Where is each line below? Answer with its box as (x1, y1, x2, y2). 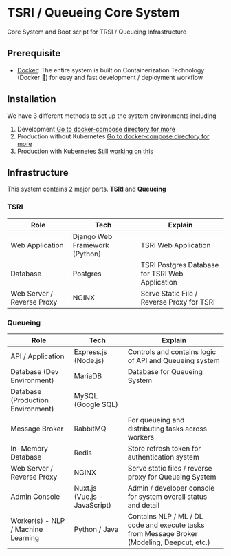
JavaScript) (74, 500, 112, 510)
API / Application (10, 351, 65, 361)
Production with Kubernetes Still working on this (16, 147, 153, 155)
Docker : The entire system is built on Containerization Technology (16, 65, 205, 74)
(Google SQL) (74, 400, 119, 409)
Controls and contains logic (127, 347, 217, 356)
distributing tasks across (127, 424, 208, 433)
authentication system (127, 452, 199, 462)
